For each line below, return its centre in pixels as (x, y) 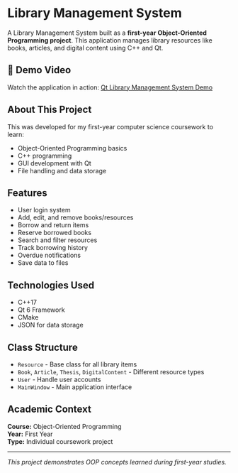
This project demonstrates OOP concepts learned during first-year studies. (117, 462)
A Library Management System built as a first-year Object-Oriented (107, 33)
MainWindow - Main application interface (75, 387)
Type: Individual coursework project (60, 441)
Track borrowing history (53, 248)
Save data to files (43, 263)
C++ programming (45, 156)
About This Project (50, 110)
